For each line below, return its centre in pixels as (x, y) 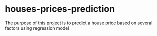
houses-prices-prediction (60, 9)
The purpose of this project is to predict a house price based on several (79, 23)
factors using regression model (37, 28)
